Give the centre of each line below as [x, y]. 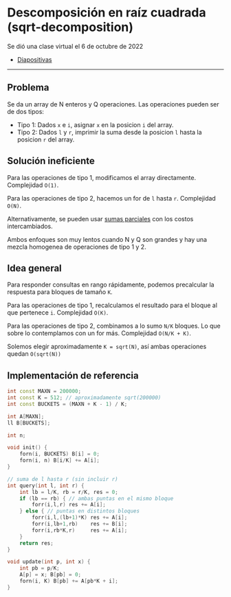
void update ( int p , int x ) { [49, 562]
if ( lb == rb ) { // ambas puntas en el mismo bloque [97, 498]
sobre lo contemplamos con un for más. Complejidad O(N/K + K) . [99, 333]
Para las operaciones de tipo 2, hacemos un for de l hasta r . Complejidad [112, 198]
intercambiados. [30, 226]
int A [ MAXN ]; [26, 416]
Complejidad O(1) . [33, 185]
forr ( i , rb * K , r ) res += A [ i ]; [80, 530]
